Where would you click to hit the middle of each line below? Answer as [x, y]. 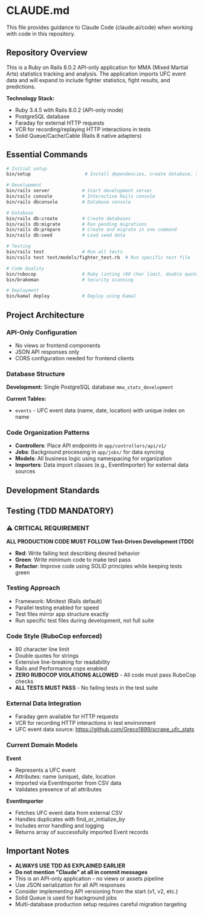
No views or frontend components [58, 345]
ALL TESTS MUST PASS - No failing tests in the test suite [86, 688]
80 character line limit [42, 649]
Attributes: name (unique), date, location [65, 776]
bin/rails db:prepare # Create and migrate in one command [92, 230]
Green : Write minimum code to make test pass [73, 559]
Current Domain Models [42, 745]
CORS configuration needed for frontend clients [74, 358]
